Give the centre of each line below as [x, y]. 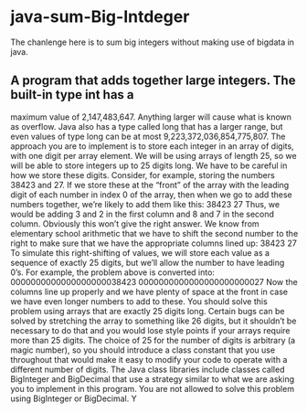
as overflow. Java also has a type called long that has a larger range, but [147, 126]
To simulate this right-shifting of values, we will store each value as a [140, 252]
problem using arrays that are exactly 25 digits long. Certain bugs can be [148, 311]
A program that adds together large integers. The [153, 81]
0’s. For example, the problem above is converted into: [113, 272]
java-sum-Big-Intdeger [100, 17]
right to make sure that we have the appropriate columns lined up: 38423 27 [154, 243]
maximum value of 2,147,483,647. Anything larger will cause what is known [151, 117]
